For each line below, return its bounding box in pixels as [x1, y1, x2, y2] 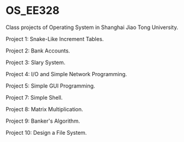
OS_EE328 [5, 4, 60, 18]
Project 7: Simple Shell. [5, 94, 63, 101]
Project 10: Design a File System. [5, 129, 87, 136]
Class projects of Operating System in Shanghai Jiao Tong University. [5, 24, 179, 31]
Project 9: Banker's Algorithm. [5, 117, 80, 124]
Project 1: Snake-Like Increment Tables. [5, 35, 104, 42]
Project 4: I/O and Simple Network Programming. [5, 70, 127, 77]
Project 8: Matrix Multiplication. [5, 105, 84, 112]
